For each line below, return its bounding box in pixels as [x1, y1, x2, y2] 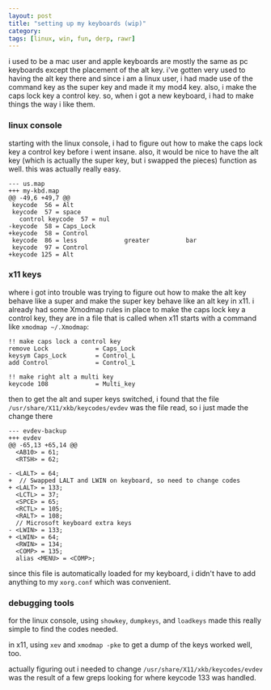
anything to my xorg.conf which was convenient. [8, 577, 171, 586]
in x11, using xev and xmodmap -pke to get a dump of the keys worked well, [8, 640, 253, 650]
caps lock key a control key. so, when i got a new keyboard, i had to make [8, 91, 254, 101]
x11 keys [8, 269, 42, 280]
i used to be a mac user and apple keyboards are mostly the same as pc [8, 57, 248, 66]
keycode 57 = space [11, 208, 82, 216]
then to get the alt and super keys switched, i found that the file [8, 394, 220, 404]
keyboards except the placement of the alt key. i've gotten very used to [8, 66, 246, 75]
